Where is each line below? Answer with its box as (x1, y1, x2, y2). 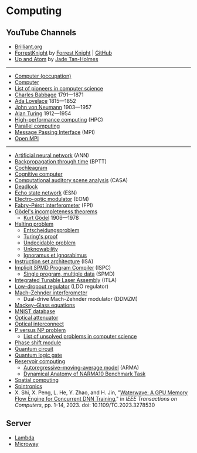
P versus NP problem (14, 327, 66, 333)
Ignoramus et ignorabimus (23, 251, 87, 259)
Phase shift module (14, 339, 62, 346)
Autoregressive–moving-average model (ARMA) (23, 364, 140, 371)
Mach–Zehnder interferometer (14, 289, 88, 296)
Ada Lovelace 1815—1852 (14, 98, 76, 104)
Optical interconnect (14, 320, 64, 327)
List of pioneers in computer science (14, 85, 104, 92)
